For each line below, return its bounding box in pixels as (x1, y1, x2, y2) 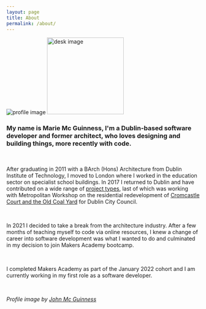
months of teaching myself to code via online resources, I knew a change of (6, 228, 198, 235)
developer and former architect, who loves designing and (6, 131, 181, 140)
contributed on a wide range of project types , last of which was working (6, 185, 189, 192)
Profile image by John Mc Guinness (6, 295, 97, 303)
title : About (6, 15, 40, 21)
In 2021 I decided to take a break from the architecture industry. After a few (6, 222, 196, 229)
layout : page (6, 9, 40, 15)
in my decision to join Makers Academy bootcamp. (6, 241, 134, 249)
